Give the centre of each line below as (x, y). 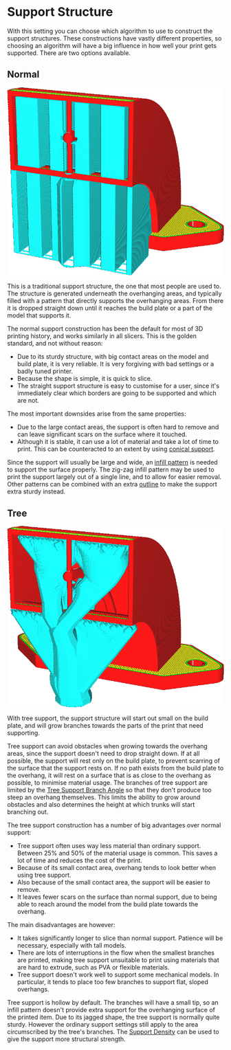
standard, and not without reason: (55, 344)
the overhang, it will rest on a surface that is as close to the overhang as (109, 775)
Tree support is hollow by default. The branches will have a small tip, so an (113, 1002)
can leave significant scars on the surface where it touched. (102, 434)
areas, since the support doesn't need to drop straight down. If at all (103, 753)
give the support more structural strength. (66, 1039)
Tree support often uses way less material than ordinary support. (109, 845)
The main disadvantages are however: (61, 924)
